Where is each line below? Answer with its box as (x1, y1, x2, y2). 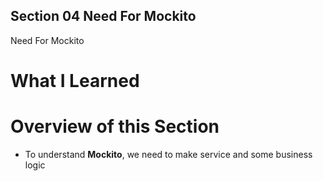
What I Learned (10, 70, 140, 92)
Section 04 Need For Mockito (10, 8, 197, 25)
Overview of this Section (10, 115, 220, 138)
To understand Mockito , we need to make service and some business (24, 148, 313, 160)
